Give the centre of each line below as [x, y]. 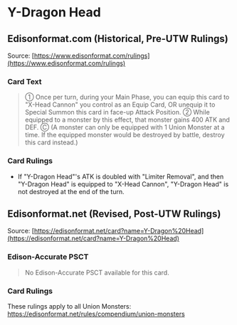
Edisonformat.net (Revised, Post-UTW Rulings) [114, 214]
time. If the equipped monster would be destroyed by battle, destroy [125, 135]
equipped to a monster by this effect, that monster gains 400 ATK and [127, 120]
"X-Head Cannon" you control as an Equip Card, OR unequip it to [120, 105]
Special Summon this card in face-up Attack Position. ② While [117, 112]
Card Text [25, 81]
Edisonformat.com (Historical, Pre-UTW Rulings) [118, 39]
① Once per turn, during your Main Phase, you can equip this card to [127, 97]
